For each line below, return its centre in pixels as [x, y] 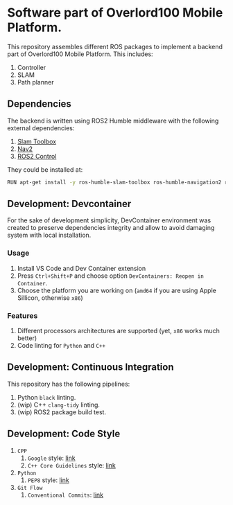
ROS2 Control [37, 156]
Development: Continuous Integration [90, 367]
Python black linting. [46, 397]
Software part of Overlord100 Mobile [115, 13]
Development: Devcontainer [69, 204]
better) [27, 338]
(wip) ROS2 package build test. [61, 412]
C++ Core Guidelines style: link [72, 465]
